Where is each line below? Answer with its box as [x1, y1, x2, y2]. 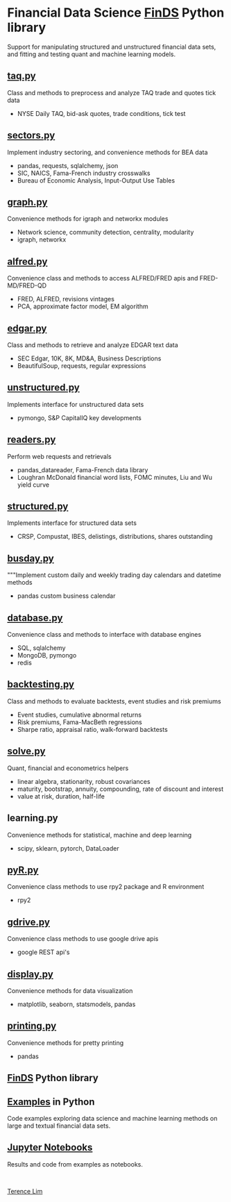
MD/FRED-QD [7, 281, 47, 290]
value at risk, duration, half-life [17, 792, 105, 800]
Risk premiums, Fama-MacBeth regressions [17, 717, 142, 726]
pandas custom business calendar [17, 592, 116, 600]
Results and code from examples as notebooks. [7, 1160, 144, 1168]
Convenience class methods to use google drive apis [7, 935, 159, 943]
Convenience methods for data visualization [7, 986, 133, 994]
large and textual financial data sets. [7, 1121, 111, 1130]
